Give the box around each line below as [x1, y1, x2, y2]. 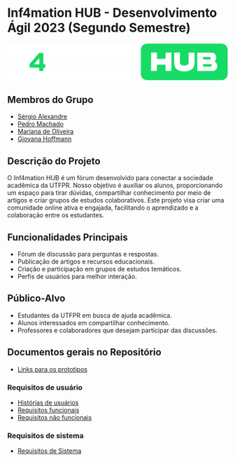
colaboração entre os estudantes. [7, 211, 105, 219]
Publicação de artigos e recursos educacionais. [17, 257, 155, 266]
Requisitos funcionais [17, 405, 80, 414]
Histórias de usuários [17, 398, 79, 407]
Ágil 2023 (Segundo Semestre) [7, 20, 191, 36]
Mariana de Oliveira [17, 128, 74, 136]
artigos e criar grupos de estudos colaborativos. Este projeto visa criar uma [7, 196, 225, 205]
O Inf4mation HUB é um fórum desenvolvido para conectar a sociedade [7, 174, 213, 182]
